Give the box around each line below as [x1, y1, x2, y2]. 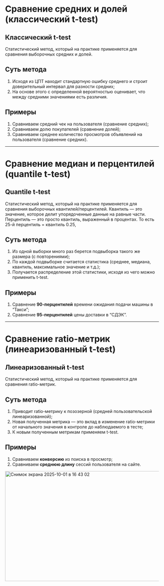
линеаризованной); [12, 413, 53, 420]
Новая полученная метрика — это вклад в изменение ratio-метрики [12, 419, 155, 425]
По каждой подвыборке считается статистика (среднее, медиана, [12, 259, 151, 265]
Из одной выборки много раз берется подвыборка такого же [12, 249, 141, 254]
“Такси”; [12, 307, 29, 313]
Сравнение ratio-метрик [5, 333, 110, 345]
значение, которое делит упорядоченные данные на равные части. [5, 211, 146, 217]
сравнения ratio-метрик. [5, 381, 57, 387]
